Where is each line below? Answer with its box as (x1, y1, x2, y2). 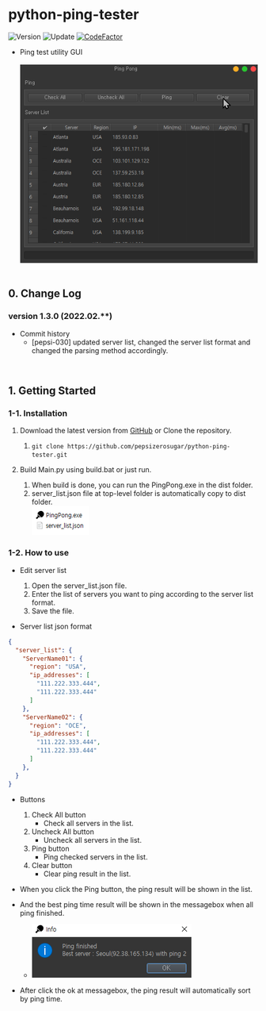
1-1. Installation (8, 408, 68, 419)
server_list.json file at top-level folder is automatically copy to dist (31, 489, 246, 498)
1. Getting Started (8, 384, 97, 398)
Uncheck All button (31, 827, 95, 836)
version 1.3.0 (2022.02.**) (8, 311, 113, 322)
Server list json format (19, 621, 93, 631)
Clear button (31, 860, 73, 870)
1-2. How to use (8, 548, 70, 559)
